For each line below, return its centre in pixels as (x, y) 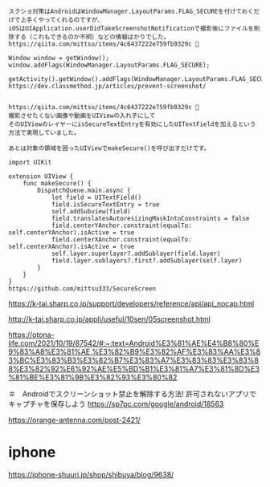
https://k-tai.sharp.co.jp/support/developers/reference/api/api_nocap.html (131, 304)
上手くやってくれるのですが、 (62, 20)
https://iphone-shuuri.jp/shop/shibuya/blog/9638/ (91, 474)
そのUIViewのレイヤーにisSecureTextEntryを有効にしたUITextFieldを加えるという (132, 124)
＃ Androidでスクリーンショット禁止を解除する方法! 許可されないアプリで (133, 394)
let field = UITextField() (96, 197)
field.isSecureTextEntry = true (105, 205)
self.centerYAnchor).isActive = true (72, 233)
